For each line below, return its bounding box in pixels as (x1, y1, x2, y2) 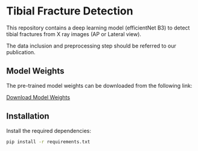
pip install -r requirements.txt (6, 138, 91, 145)
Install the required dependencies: (6, 127, 92, 134)
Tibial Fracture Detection (6, 4, 133, 18)
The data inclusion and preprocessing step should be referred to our (6, 42, 177, 49)
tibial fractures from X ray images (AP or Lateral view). (6, 30, 142, 37)
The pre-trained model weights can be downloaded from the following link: (6, 82, 193, 89)
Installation (6, 111, 49, 122)
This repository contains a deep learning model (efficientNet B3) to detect (6, 24, 190, 31)
